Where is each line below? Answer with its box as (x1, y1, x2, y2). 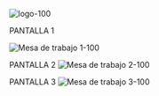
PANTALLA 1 (9, 26, 55, 35)
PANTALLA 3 (9, 77, 56, 87)
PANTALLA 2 (9, 60, 56, 70)
